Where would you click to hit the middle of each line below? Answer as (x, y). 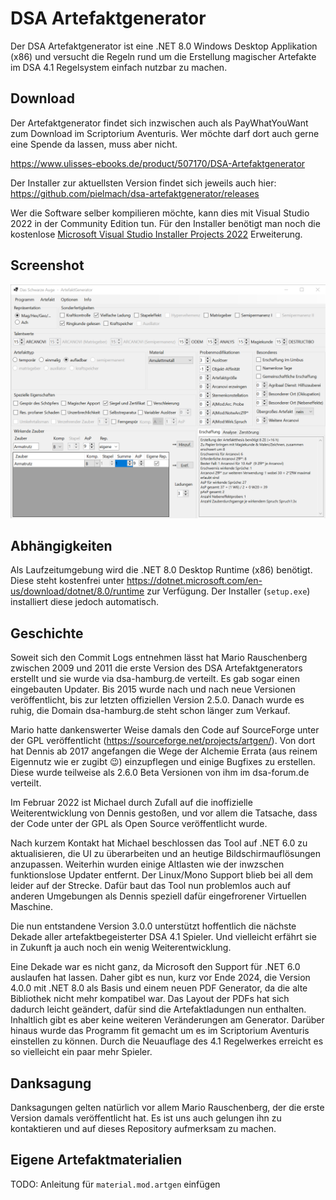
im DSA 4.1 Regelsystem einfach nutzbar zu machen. (119, 67)
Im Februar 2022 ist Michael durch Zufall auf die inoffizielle (131, 803)
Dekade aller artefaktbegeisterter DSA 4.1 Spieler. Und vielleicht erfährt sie (163, 937)
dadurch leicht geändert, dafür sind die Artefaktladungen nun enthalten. (158, 1009)
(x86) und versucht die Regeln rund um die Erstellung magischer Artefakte (163, 56)
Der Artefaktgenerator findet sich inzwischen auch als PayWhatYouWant (159, 123)
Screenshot (47, 265)
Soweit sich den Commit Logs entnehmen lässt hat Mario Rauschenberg (159, 658)
